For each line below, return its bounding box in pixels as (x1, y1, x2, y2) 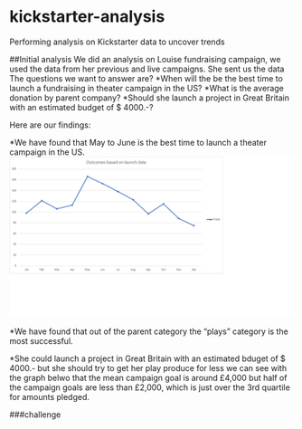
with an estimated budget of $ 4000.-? (9, 101, 154, 112)
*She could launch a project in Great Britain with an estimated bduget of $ (9, 353, 287, 364)
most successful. (9, 336, 74, 347)
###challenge (9, 409, 61, 420)
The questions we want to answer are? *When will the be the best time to (9, 72, 283, 83)
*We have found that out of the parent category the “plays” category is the (9, 326, 289, 337)
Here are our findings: (9, 119, 91, 130)
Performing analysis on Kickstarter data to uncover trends (9, 36, 225, 47)
